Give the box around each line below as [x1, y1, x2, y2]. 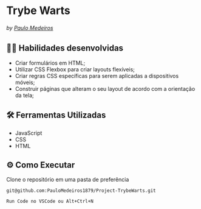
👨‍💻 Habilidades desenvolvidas [6, 43, 123, 54]
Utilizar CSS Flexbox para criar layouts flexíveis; [15, 65, 135, 73]
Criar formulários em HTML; [15, 59, 86, 66]
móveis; [15, 79, 35, 86]
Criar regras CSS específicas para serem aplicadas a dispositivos [15, 72, 179, 79]
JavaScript [15, 129, 43, 136]
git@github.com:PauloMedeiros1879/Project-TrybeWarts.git [6, 188, 156, 194]
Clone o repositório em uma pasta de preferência [6, 176, 129, 183]
